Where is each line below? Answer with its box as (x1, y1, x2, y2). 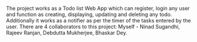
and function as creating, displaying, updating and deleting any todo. (6, 11, 172, 18)
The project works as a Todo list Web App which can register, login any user (6, 5, 190, 12)
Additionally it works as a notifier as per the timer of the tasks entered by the (6, 17, 191, 24)
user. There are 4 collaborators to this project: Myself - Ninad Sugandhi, (6, 23, 180, 30)
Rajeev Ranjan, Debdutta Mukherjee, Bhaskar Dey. (6, 29, 128, 36)
